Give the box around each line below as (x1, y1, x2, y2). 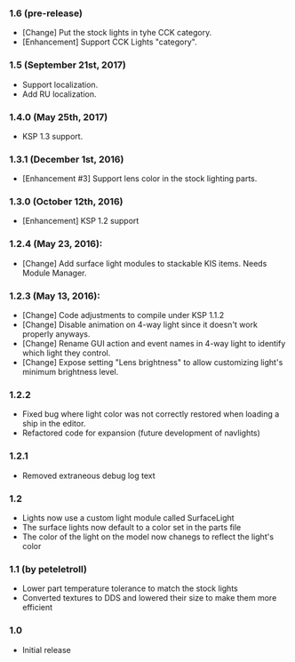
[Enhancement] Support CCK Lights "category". (21, 36, 197, 47)
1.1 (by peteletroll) (9, 562, 87, 575)
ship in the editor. (21, 419, 86, 429)
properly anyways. (21, 329, 91, 339)
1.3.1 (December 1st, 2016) (9, 153, 124, 165)
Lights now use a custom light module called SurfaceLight (21, 512, 235, 522)
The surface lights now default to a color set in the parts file (21, 522, 242, 532)
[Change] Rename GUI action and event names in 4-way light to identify (21, 339, 286, 349)
